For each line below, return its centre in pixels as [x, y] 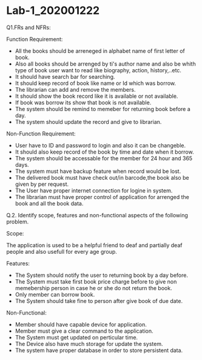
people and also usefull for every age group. [62, 251]
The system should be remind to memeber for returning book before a [103, 109]
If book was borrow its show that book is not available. [83, 102]
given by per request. [42, 184]
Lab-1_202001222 [53, 11]
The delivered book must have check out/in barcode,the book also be [102, 177]
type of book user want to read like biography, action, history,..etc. [98, 70]
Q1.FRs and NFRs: [29, 27]
